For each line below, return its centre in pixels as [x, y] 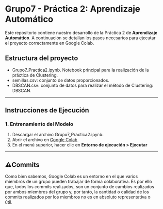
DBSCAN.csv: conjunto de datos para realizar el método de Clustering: [83, 85]
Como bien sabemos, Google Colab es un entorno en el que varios [72, 177]
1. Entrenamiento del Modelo [39, 124]
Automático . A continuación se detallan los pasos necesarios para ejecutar [81, 38]
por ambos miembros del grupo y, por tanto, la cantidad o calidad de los [77, 192]
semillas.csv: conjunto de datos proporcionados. [61, 80]
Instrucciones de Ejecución [47, 110]
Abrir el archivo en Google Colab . [45, 140]
